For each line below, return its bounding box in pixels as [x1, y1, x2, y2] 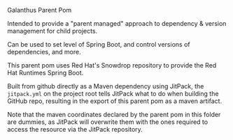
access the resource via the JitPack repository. [7, 125, 143, 133]
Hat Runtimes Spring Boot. [7, 69, 84, 77]
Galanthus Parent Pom [7, 6, 72, 14]
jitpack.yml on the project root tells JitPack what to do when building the [7, 90, 219, 98]
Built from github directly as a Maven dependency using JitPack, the [7, 82, 204, 90]
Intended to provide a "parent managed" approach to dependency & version [7, 20, 227, 27]
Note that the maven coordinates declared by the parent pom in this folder [7, 111, 221, 118]
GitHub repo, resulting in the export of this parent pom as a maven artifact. [7, 97, 223, 105]
